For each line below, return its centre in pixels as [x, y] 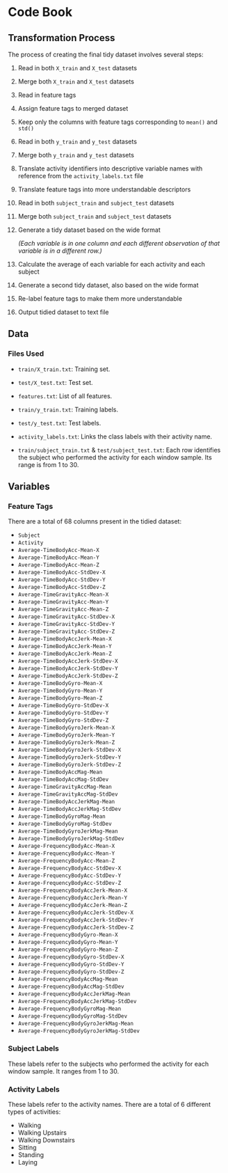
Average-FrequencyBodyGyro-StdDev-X [71, 957]
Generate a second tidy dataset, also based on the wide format [108, 285]
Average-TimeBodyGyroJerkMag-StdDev [71, 839]
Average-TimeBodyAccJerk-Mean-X [65, 639]
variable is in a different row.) [60, 251]
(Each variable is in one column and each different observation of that [119, 243]
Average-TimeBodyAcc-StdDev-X [62, 573]
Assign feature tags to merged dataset [73, 108]
